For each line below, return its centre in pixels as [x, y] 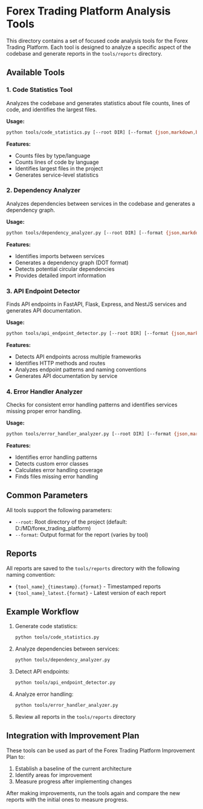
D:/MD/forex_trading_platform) [53, 528]
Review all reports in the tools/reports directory [75, 716]
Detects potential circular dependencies [65, 269]
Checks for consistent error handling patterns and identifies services [92, 405]
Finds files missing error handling [56, 476]
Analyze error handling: [44, 694]
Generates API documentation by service [66, 375]
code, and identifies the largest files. [52, 109]
